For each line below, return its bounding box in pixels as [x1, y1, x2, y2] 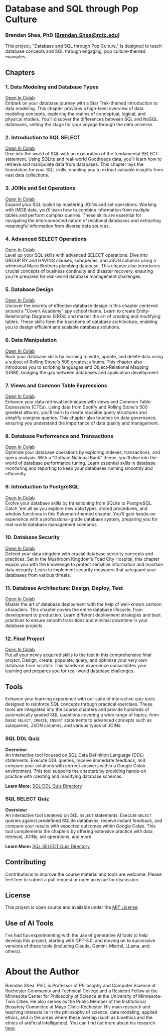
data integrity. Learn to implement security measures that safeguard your [5, 566, 156, 573]
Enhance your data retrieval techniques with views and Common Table [5, 398, 151, 404]
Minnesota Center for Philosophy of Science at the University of [5, 993, 137, 999]
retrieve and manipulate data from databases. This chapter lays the [5, 161, 144, 167]
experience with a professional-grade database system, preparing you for [5, 516, 158, 522]
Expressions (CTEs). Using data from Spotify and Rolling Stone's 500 [5, 404, 148, 410]
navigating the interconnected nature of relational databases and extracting [5, 217, 161, 224]
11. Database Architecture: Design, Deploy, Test [5, 584, 123, 591]
